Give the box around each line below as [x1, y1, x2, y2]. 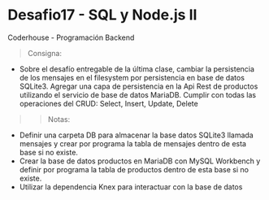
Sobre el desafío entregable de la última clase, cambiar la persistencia [19, 63, 255, 74]
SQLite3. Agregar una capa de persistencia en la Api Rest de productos [19, 81, 258, 91]
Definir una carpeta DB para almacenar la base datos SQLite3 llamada [19, 130, 254, 140]
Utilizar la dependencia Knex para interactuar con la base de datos [19, 181, 243, 192]
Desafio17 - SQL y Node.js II [7, 6, 197, 24]
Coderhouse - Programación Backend [7, 33, 135, 42]
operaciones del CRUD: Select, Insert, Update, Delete [19, 98, 198, 108]
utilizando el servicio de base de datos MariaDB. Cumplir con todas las [19, 89, 257, 99]
